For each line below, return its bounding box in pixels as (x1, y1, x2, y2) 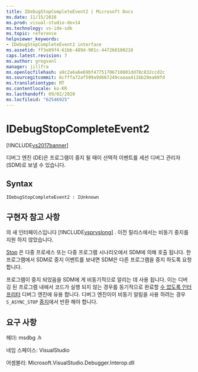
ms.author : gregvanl (6, 58, 57, 64)
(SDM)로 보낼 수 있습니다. (6, 161, 66, 169)
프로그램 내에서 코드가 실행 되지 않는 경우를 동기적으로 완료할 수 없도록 (18, 283, 181, 290)
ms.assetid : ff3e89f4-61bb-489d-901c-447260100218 (6, 47, 134, 53)
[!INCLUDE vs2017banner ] (6, 141, 69, 148)
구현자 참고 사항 (6, 212, 60, 222)
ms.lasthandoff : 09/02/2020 (6, 91, 76, 97)
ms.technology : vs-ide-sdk (6, 25, 73, 31)
